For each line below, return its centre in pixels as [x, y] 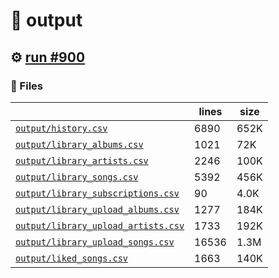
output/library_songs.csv [77, 177]
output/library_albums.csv [79, 144]
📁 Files [26, 86]
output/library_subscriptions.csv [97, 193]
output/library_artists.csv [82, 160]
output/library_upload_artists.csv [100, 225]
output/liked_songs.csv [72, 258]
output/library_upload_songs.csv [95, 242]
